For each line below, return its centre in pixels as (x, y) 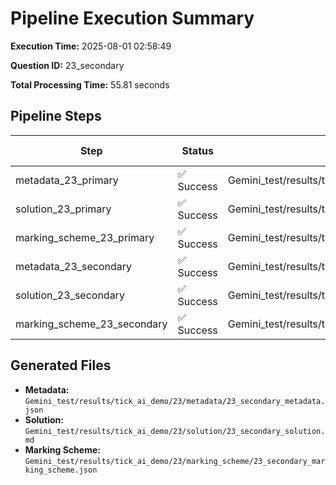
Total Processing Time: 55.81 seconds (90, 84)
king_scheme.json (61, 470)
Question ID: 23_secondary (67, 65)
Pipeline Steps (56, 116)
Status (197, 150)
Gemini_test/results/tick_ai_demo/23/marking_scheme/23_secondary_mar (175, 461)
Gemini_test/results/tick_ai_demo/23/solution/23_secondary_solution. (175, 431)
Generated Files (61, 365)
